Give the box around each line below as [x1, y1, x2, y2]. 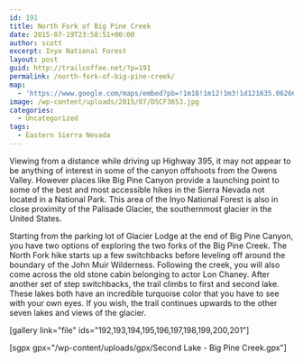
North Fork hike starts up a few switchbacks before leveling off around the [9, 249, 286, 260]
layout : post [9, 55, 59, 64]
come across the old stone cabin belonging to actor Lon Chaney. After [9, 268, 271, 280]
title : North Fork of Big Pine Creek [9, 22, 151, 31]
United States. [9, 213, 62, 224]
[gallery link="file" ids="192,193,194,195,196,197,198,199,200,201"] [9, 324, 250, 335]
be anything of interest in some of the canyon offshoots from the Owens [9, 164, 278, 176]
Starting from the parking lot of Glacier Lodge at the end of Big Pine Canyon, [9, 230, 294, 241]
